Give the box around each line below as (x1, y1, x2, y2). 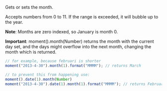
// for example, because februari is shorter (5, 59, 101, 64)
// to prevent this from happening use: (5, 72, 90, 77)
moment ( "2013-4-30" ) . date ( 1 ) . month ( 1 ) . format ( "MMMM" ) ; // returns (5, 82, 146, 87)
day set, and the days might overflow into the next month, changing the (5, 44, 152, 49)
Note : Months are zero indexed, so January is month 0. (5, 29, 118, 34)
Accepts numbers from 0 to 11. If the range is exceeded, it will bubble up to (5, 14, 159, 19)
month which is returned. (5, 49, 57, 55)
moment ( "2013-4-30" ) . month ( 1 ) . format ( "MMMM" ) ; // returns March (5, 63, 141, 68)
